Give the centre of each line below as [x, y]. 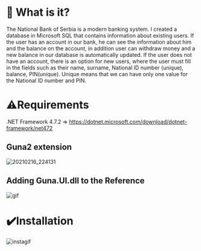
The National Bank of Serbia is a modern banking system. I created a [92, 29]
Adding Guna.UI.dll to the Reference [75, 181]
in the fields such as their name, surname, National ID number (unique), [95, 67]
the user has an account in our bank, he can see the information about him [99, 42]
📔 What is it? [38, 12]
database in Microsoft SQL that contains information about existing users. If [100, 35]
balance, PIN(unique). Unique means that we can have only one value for [97, 74]
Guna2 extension [39, 147]
